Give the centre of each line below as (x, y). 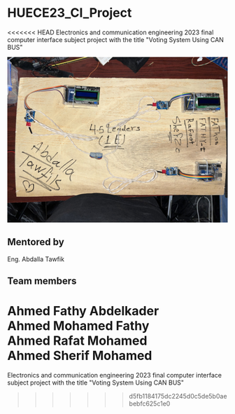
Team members (42, 281)
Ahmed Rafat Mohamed (77, 341)
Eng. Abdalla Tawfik (36, 259)
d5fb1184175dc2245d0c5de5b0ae (178, 396)
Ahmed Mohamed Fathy (78, 326)
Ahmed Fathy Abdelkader (83, 311)
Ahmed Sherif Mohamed (80, 356)
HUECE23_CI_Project (70, 13)
